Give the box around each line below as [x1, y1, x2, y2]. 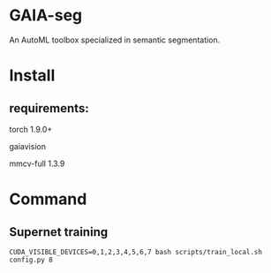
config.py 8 [9, 255, 53, 264]
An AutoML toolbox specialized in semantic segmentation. [9, 34, 221, 45]
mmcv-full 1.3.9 [9, 158, 65, 169]
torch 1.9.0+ [9, 124, 53, 134]
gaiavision [9, 140, 47, 151]
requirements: [9, 101, 90, 116]
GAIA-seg [9, 5, 83, 26]
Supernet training [9, 224, 109, 239]
